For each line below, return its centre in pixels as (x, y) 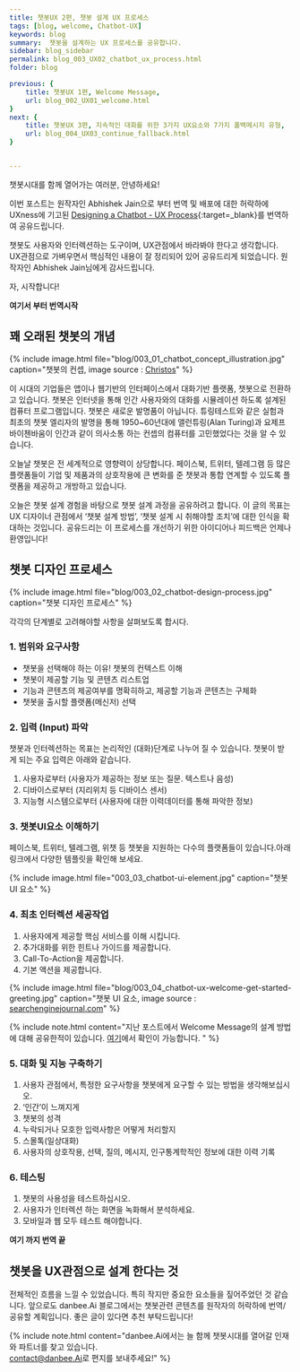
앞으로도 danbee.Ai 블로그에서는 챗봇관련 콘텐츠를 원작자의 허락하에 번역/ (157, 1306)
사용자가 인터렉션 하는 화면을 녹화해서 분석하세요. (108, 1210)
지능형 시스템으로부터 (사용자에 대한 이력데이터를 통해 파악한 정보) (137, 801)
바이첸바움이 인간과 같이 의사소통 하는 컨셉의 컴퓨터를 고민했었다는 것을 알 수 (143, 433)
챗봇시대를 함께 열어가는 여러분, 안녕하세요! (85, 184)
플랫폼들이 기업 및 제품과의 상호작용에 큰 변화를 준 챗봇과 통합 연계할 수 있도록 (146, 474)
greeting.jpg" (34, 998)
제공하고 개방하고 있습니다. (80, 486)
